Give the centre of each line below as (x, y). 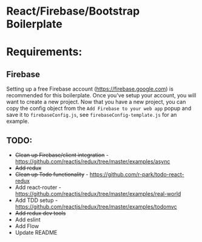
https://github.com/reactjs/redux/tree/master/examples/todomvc (96, 207)
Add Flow (27, 226)
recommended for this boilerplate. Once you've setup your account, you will (101, 95)
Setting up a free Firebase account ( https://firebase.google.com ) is (90, 89)
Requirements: (44, 52)
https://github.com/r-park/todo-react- (137, 174)
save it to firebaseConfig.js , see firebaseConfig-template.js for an (92, 115)
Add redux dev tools (40, 213)
